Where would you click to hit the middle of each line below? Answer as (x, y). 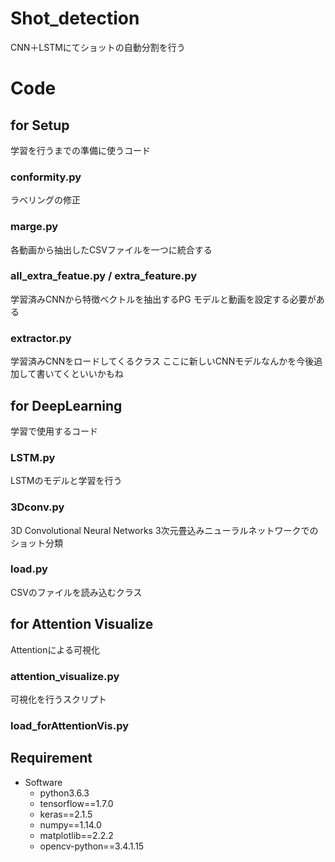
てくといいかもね (88, 374)
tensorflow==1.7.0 (76, 803)
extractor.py (41, 338)
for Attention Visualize (82, 624)
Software (43, 782)
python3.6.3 (64, 793)
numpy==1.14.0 (70, 824)
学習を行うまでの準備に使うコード (80, 150)
